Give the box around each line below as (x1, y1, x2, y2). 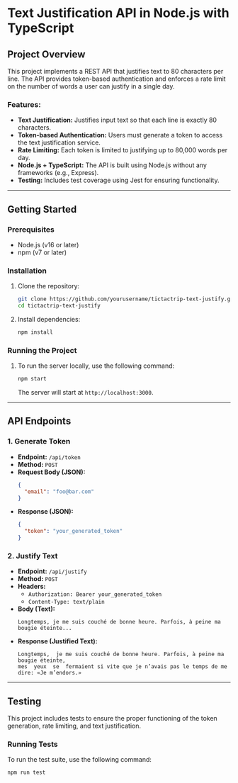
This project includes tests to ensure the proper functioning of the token (7, 714, 217, 723)
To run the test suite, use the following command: (7, 755, 152, 764)
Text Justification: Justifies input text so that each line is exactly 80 (17, 116, 217, 125)
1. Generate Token (7, 436, 71, 446)
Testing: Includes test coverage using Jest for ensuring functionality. (17, 176, 220, 185)
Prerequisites (7, 225, 55, 235)
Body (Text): (17, 604, 55, 614)
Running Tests (7, 739, 58, 749)
